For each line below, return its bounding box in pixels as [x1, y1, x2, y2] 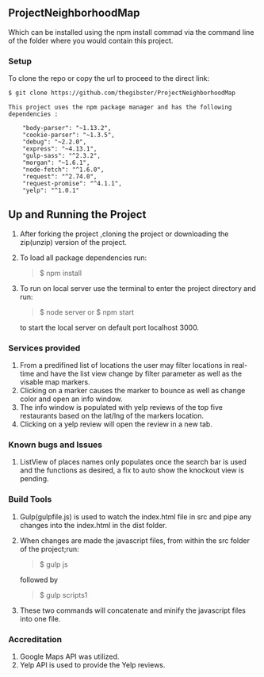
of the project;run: [19, 544, 79, 553]
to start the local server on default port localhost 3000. [19, 323, 200, 332]
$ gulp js [39, 559, 69, 569]
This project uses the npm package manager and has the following [8, 103, 232, 111]
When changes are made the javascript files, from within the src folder [19, 535, 250, 545]
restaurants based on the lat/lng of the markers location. [19, 411, 205, 421]
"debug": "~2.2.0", [22, 138, 87, 146]
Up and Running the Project [8, 208, 147, 221]
